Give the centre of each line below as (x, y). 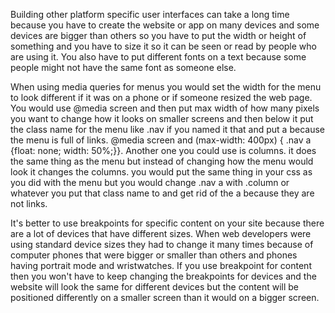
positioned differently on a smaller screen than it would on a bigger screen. (165, 297)
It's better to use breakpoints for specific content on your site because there (167, 223)
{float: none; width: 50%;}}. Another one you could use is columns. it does (163, 150)
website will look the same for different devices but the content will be (154, 287)
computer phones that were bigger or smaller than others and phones (154, 255)
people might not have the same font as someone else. (123, 67)
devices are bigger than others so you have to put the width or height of (158, 35)
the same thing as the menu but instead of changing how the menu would (162, 161)
